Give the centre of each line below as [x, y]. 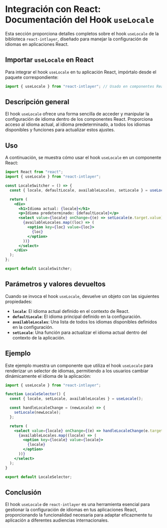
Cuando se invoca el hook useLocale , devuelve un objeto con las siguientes [82, 296]
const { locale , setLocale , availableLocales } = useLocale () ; [76, 399]
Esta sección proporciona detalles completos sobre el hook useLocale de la [82, 33]
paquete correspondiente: [32, 77]
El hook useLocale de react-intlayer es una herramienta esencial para [78, 505]
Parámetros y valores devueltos [55, 284]
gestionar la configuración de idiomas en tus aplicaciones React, [71, 510]
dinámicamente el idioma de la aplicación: [48, 376]
